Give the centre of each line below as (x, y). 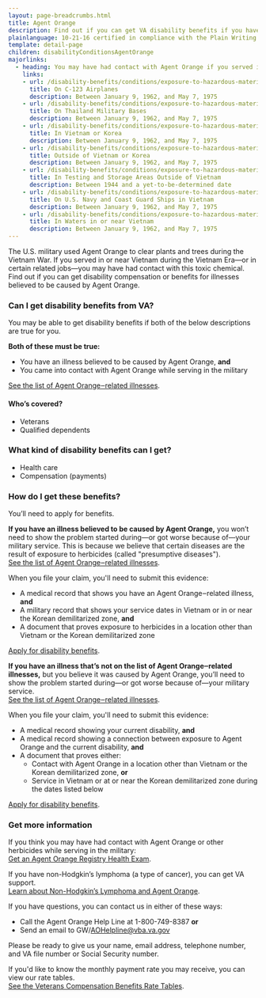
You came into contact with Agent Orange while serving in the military (133, 370)
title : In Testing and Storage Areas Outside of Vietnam (125, 178)
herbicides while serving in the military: (72, 851)
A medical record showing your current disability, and (107, 730)
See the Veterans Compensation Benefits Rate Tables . (96, 986)
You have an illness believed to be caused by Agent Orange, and (125, 362)
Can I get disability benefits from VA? (81, 305)
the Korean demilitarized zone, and (77, 619)
